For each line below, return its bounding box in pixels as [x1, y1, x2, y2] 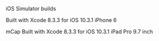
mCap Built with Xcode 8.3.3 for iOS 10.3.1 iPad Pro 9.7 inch [5, 28, 154, 35]
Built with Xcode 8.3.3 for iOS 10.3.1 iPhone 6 [5, 17, 117, 23]
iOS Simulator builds [5, 5, 56, 12]
